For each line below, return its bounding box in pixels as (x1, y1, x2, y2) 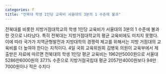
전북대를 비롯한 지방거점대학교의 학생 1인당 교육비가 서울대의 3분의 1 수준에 (5, 26, 150, 32)
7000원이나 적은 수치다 (5, 63, 51, 70)
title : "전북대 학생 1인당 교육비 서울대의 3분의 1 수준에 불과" (5, 12, 121, 17)
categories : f (5, 7, 35, 12)
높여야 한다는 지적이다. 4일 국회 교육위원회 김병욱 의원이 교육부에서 (23, 45, 154, 51)
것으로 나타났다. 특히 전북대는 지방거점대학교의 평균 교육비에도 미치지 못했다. (10, 32, 159, 38)
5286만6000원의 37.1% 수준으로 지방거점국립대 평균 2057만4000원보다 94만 (5, 57, 157, 63)
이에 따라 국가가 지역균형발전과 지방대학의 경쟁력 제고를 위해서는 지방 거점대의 (5, 38, 156, 45)
